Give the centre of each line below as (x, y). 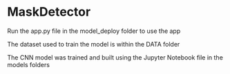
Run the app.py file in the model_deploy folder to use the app (94, 31)
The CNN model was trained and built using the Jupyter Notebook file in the (115, 57)
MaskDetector (49, 12)
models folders (29, 64)
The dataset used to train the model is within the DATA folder (94, 44)
